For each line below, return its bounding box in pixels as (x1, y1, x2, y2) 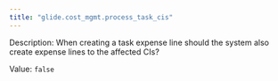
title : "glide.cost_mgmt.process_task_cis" (9, 12, 174, 22)
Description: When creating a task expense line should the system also (9, 37, 270, 48)
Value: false (9, 63, 55, 74)
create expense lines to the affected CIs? (9, 46, 160, 57)
